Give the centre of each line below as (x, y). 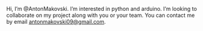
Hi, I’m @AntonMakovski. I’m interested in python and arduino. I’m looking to (102, 9)
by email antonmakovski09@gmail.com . (56, 22)
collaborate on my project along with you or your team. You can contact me (101, 15)
